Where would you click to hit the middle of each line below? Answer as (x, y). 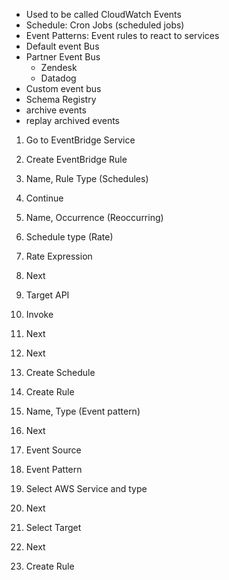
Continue (44, 198)
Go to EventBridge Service (80, 140)
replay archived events (73, 120)
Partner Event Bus (63, 57)
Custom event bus (63, 88)
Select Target (53, 527)
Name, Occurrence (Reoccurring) (94, 217)
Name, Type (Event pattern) (83, 411)
